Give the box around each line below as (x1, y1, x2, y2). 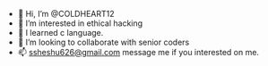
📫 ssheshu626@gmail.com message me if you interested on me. (17, 47, 260, 57)
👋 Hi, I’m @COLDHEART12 (17, 9, 115, 19)
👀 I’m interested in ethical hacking (17, 18, 143, 29)
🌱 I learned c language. (17, 28, 104, 37)
